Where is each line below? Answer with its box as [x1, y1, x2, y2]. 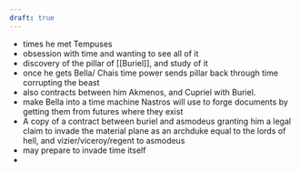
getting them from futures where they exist [22, 106, 184, 116]
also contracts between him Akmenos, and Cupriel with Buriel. [22, 86, 256, 97]
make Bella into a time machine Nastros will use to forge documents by [22, 96, 289, 107]
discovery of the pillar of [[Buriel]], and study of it [22, 57, 209, 68]
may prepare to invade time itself [22, 145, 146, 156]
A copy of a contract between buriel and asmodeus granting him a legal [22, 116, 292, 126]
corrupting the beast [22, 76, 100, 87]
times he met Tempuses [22, 38, 114, 49]
